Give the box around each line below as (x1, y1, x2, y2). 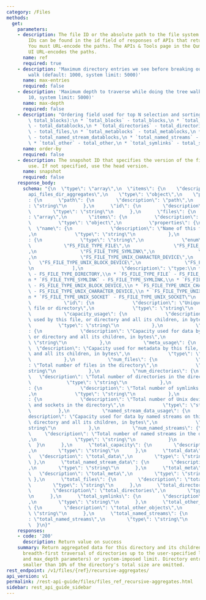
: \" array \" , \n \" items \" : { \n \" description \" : (28, 214, 199, 221)
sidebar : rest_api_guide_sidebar (6, 585, 92, 591)
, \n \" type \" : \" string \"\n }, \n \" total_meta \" (28, 465, 202, 471)
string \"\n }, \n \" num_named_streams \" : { (28, 425, 199, 431)
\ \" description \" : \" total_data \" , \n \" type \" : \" (28, 454, 188, 460)
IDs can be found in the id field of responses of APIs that (28, 37, 188, 44)
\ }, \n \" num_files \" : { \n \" (28, 357, 202, 363)
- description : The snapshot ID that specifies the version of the (17, 157, 193, 163)
